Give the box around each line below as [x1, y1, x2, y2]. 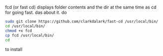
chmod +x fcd [5, 28, 32, 33]
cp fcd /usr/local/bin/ [5, 33, 54, 38]
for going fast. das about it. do [5, 9, 67, 15]
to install [5, 47, 23, 53]
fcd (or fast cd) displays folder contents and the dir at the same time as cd [5, 4, 157, 10]
